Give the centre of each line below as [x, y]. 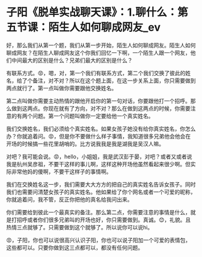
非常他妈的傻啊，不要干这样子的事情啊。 [61, 172]
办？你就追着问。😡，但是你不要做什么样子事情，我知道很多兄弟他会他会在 [99, 136]
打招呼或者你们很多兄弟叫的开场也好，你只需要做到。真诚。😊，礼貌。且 [101, 220]
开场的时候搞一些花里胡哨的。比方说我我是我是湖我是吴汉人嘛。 [85, 144]
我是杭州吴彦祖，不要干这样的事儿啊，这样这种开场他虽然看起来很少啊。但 [98, 164]
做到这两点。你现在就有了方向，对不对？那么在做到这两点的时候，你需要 [101, 108]
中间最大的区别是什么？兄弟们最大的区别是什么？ [72, 60]
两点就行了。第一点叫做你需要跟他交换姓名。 [62, 88]
